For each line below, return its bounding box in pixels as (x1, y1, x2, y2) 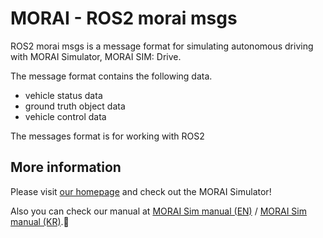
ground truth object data (24, 100, 126, 112)
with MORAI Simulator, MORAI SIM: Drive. (10, 50, 182, 62)
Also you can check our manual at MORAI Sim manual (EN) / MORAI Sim (10, 205, 307, 217)
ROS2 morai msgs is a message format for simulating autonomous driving (10, 40, 314, 52)
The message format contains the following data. (10, 70, 213, 82)
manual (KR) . (10, 215, 70, 227)
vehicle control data (24, 110, 107, 122)
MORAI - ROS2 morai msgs (10, 7, 238, 30)
